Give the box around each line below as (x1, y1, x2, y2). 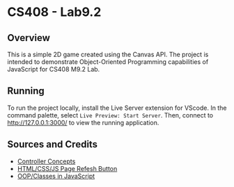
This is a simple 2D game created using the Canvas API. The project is (7, 50, 209, 58)
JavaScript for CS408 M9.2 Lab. (7, 65, 100, 73)
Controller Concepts (17, 157, 76, 165)
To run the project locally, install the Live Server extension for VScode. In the (7, 104, 227, 112)
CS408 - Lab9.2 (7, 4, 102, 20)
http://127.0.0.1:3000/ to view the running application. (7, 118, 159, 127)
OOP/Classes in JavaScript (17, 172, 95, 180)
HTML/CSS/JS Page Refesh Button (17, 164, 118, 172)
